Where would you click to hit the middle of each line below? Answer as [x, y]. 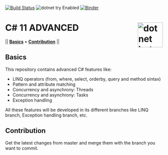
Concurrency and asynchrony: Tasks [50, 95]
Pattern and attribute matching [44, 84]
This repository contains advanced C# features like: [58, 69]
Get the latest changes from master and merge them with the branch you [80, 143]
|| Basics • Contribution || [32, 41]
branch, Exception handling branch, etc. [46, 115]
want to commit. [22, 148]
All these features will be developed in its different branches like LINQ [77, 110]
